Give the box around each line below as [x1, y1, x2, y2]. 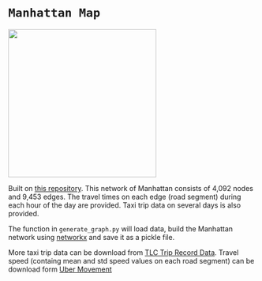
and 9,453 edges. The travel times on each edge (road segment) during [8, 192, 241, 201]
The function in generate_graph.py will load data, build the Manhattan [8, 223, 234, 234]
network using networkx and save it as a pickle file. [8, 232, 175, 242]
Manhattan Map [8, 6, 101, 21]
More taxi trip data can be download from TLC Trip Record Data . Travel [8, 247, 239, 257]
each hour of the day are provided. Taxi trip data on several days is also [8, 200, 241, 210]
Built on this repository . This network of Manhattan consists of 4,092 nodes [8, 183, 254, 193]
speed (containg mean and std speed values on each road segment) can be [8, 256, 255, 265]
